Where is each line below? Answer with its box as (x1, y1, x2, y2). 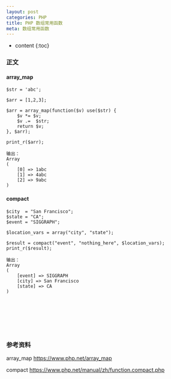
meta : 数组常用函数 (6, 25, 50, 32)
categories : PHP (6, 14, 47, 20)
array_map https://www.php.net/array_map (6, 354, 112, 362)
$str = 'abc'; (6, 86, 42, 93)
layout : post (6, 8, 39, 15)
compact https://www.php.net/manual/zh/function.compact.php (6, 366, 165, 373)
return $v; (17, 124, 44, 130)
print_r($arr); (6, 139, 44, 145)
